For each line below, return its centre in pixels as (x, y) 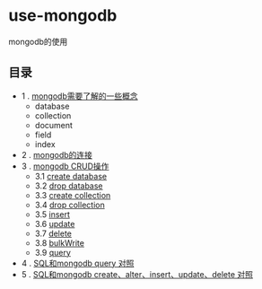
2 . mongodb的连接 (57, 154)
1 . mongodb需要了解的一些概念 (79, 96)
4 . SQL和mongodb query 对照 (78, 263)
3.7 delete (53, 233)
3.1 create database (71, 176)
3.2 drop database (69, 186)
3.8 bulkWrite (59, 242)
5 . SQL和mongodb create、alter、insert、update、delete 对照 (137, 274)
